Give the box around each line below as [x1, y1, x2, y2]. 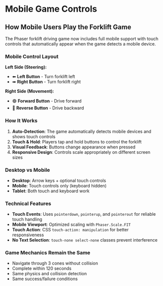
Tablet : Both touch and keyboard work [12, 188, 90, 194]
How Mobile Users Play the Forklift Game [5, 23, 131, 31]
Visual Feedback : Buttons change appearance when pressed [12, 144, 136, 150]
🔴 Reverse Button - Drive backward [12, 105, 84, 111]
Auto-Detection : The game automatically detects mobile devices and [12, 128, 152, 134]
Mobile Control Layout [5, 53, 59, 60]
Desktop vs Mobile [5, 166, 50, 173]
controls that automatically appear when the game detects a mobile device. [5, 41, 156, 47]
